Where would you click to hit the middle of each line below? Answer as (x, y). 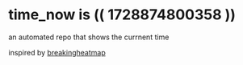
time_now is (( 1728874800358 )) (122, 15)
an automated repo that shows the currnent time (89, 37)
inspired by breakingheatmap (57, 52)
